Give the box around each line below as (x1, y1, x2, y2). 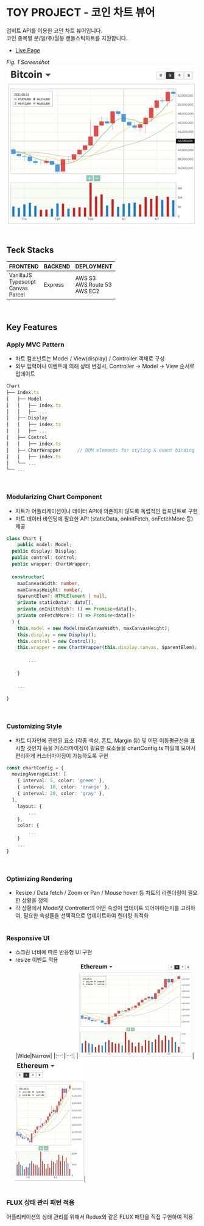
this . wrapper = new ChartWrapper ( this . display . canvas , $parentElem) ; (17, 645, 198, 651)
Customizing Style (6, 722, 63, 730)
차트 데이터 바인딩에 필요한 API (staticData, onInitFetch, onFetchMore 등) (15, 515, 194, 522)
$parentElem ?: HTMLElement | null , (17, 593, 108, 600)
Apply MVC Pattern (6, 340, 65, 349)
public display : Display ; (12, 548, 78, 555)
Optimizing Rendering (6, 874, 73, 883)
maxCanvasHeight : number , (17, 587, 83, 593)
